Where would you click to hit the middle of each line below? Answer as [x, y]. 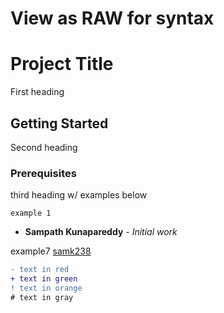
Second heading [44, 147]
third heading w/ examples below [79, 195]
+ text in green [44, 279]
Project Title [62, 64]
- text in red [40, 270]
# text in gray [42, 297]
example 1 [31, 213]
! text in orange [46, 288]
